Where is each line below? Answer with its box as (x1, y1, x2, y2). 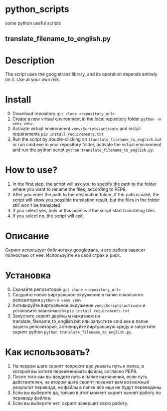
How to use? (5, 164, 58, 176)
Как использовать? (5, 346, 90, 358)
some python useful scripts (5, 20, 61, 26)
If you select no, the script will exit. (12, 213, 84, 219)
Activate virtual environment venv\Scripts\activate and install (12, 126, 141, 132)
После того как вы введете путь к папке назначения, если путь (12, 373, 148, 379)
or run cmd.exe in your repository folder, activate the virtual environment (12, 142, 162, 148)
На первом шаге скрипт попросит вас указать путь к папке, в (12, 363, 145, 369)
